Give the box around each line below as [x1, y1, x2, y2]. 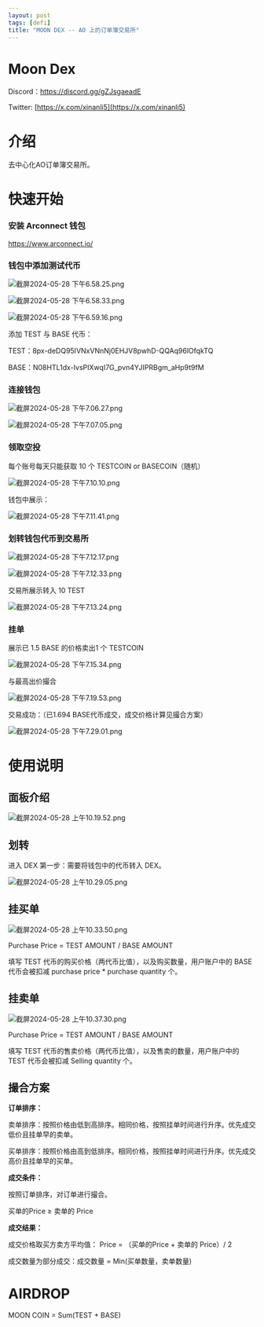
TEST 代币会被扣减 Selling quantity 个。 [8, 1056, 137, 1065]
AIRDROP [8, 1285, 71, 1303]
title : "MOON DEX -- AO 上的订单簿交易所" [8, 26, 140, 34]
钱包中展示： [8, 494, 49, 504]
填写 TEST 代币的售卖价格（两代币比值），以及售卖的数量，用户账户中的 [8, 1046, 240, 1055]
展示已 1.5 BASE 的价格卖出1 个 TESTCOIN [8, 643, 144, 653]
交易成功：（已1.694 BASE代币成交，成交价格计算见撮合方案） [8, 710, 207, 720]
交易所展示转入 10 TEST [8, 585, 85, 595]
